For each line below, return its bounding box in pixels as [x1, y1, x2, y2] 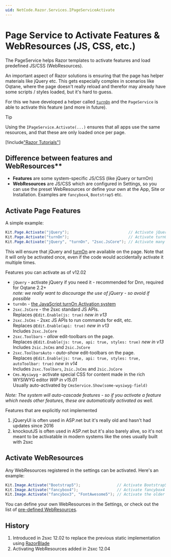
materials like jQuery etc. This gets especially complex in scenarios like [5, 78, 154, 84]
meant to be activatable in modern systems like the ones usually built [12, 433, 158, 439]
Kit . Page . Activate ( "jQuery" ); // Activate [5, 230, 154, 235]
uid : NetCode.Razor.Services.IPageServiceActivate [5, 7, 115, 13]
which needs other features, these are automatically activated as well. [5, 397, 154, 403]
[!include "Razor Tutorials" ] [5, 139, 61, 145]
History [5, 521, 30, 530]
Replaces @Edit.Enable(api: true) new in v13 [12, 322, 109, 328]
